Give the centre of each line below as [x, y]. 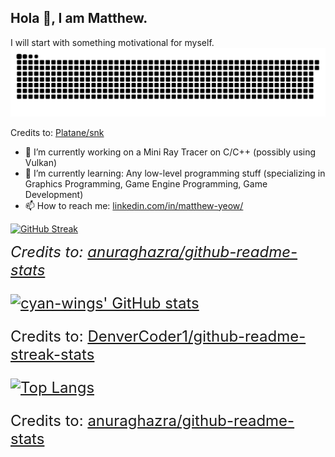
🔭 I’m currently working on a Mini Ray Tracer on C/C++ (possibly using [170, 152]
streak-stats [52, 354]
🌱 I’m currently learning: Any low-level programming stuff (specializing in [175, 173]
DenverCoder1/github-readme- [197, 336]
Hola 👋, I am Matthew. [79, 18]
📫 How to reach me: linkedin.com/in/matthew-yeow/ [134, 205]
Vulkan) [41, 162]
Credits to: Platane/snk [57, 132]
